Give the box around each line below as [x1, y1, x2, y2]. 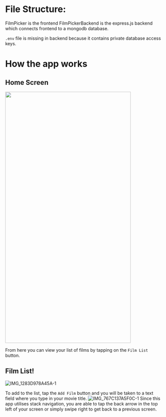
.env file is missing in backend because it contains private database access [5, 35, 161, 41]
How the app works [5, 58, 88, 70]
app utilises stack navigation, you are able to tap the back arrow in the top [5, 400, 158, 406]
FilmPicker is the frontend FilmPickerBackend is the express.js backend [5, 20, 153, 26]
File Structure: [5, 4, 66, 15]
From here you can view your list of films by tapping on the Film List [5, 347, 148, 353]
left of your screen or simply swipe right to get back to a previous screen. [5, 406, 157, 412]
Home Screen [5, 78, 49, 86]
